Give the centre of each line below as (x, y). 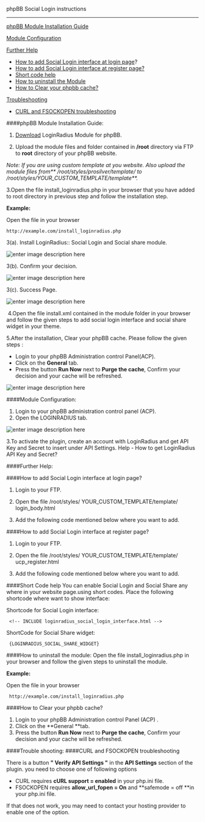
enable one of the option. (38, 812)
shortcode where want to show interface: (58, 598)
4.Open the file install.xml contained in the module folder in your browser (99, 313)
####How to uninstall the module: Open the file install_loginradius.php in (98, 655)
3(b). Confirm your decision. (42, 266)
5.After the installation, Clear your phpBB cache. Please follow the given (97, 338)
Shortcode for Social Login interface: (53, 610)
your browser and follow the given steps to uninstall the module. (87, 662)
